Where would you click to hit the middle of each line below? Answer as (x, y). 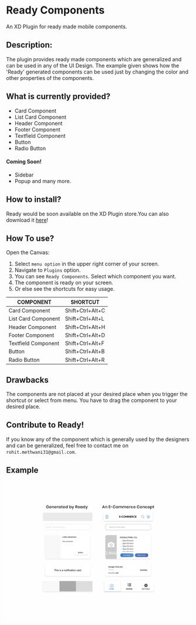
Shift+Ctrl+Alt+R (85, 360)
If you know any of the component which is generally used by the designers (98, 439)
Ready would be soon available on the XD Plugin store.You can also (87, 214)
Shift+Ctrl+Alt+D (85, 335)
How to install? (34, 200)
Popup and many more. (43, 181)
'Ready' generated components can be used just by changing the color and (97, 72)
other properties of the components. (50, 78)
